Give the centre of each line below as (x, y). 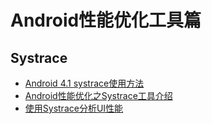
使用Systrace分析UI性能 (74, 108)
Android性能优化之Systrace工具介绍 (98, 95)
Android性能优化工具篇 (106, 20)
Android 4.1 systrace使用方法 (84, 83)
